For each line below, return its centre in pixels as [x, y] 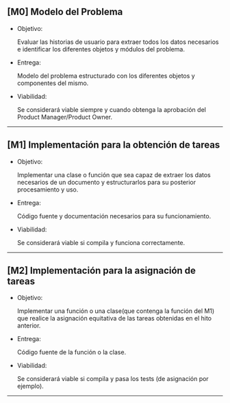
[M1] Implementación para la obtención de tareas [114, 145]
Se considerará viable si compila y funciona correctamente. [101, 242]
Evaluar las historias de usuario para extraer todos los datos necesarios [118, 42]
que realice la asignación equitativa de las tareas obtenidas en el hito [114, 319]
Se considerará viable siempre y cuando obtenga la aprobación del [112, 109]
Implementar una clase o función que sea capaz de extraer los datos [114, 174]
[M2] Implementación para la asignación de [102, 271]
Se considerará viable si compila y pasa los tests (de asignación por [113, 379]
